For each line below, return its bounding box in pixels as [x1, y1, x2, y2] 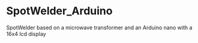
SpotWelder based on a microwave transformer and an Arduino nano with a [6, 24, 193, 31]
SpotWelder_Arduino [6, 4, 113, 18]
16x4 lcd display [6, 30, 46, 37]
